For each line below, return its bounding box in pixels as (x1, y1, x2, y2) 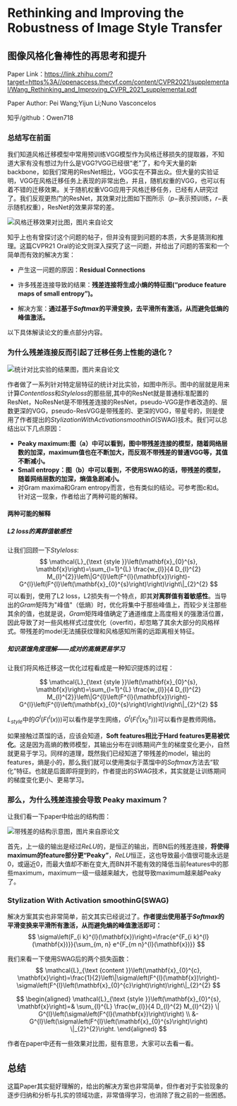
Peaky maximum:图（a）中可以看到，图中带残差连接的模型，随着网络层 (17, 439, 228, 447)
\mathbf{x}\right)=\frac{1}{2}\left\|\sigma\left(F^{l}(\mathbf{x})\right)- (17, 973, 220, 982)
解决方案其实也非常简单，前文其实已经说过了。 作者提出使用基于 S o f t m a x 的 (7, 912, 224, 921)
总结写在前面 (7, 133, 51, 142)
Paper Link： (7, 70, 45, 78)
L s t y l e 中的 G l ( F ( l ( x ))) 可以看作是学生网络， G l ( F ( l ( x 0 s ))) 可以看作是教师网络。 (7, 714, 220, 725)
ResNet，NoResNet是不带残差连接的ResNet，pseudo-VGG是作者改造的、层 (7, 397, 228, 406)
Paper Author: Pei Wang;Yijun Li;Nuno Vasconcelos (7, 99, 157, 107)
